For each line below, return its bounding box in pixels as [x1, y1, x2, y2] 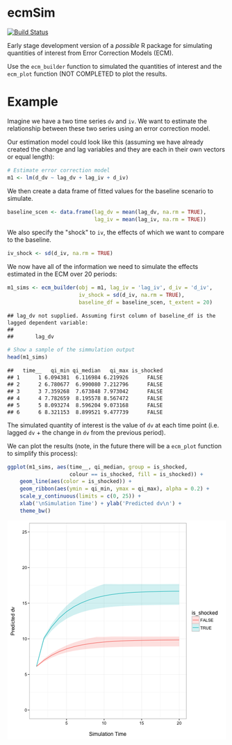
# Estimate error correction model [7, 167, 110, 174]
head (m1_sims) [7, 353, 49, 361]
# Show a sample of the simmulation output [7, 346, 135, 353]
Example [7, 94, 58, 110]
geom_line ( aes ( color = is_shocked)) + [19, 478, 132, 485]
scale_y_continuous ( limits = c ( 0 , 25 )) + [19, 493, 141, 500]
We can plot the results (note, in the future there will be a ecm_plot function [7, 441, 222, 450]
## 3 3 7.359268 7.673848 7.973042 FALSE [7, 388, 163, 395]
